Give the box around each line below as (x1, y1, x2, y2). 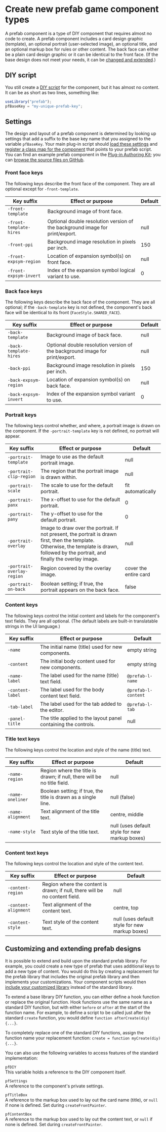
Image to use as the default (40, 453, 104, 460)
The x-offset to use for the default (40, 496, 120, 503)
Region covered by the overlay (40, 565, 112, 572)
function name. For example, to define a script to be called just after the (5, 1010, 151, 1016)
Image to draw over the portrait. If (40, 524, 119, 531)
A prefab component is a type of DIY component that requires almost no (5, 30, 152, 36)
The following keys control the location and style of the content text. (5, 861, 144, 867)
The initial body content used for (40, 658, 116, 665)
